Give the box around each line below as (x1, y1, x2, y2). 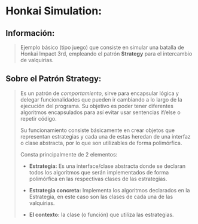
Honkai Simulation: (5, 4, 102, 18)
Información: (5, 28, 55, 38)
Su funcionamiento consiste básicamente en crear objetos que (20, 127, 175, 134)
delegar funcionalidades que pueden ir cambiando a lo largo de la (20, 96, 183, 103)
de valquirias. (20, 57, 54, 63)
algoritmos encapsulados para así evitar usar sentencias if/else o (20, 109, 181, 116)
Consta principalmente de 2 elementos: (20, 151, 118, 158)
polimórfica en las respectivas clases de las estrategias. (29, 175, 167, 182)
